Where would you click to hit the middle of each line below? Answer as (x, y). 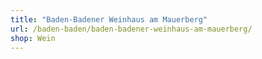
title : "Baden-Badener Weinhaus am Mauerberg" (109, 19)
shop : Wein (33, 38)
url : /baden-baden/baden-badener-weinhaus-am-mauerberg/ (131, 29)
